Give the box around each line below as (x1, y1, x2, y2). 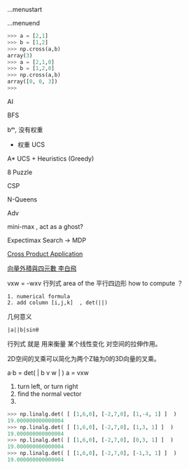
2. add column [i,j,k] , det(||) (7, 299, 108, 306)
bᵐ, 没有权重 (7, 125, 43, 133)
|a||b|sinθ (7, 326, 39, 333)
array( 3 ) (7, 52, 33, 59)
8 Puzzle (7, 168, 33, 176)
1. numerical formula (7, 293, 71, 300)
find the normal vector (17, 389, 82, 398)
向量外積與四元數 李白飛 (7, 264, 77, 272)
